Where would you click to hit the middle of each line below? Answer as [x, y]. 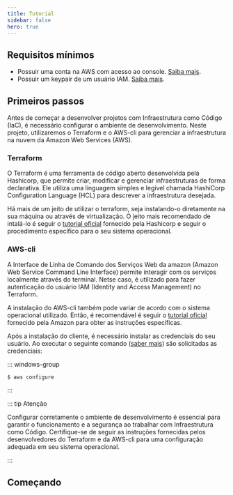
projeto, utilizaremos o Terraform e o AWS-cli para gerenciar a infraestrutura [117, 132]
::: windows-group [34, 364]
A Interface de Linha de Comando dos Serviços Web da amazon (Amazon [113, 264]
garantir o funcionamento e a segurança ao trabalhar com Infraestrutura [110, 425]
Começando [34, 482]
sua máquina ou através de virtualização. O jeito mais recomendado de [109, 216]
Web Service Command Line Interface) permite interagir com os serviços [112, 272]
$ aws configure [31, 377]
